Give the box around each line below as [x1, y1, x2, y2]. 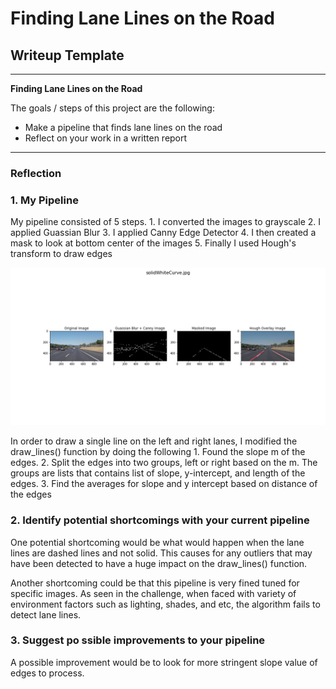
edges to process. [10, 667, 85, 679]
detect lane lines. [10, 608, 82, 621]
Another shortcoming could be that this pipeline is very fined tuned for [10, 577, 300, 589]
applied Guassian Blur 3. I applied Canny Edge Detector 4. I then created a [10, 227, 317, 239]
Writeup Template [10, 47, 125, 64]
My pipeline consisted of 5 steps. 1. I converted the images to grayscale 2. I [10, 216, 322, 228]
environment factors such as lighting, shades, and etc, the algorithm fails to [10, 598, 321, 610]
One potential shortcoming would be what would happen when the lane [10, 536, 305, 548]
